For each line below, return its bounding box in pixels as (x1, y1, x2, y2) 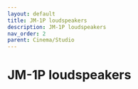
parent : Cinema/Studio (7, 37, 75, 44)
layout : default (7, 10, 55, 18)
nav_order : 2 (7, 30, 46, 37)
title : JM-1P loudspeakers (7, 17, 87, 24)
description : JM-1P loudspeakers (7, 23, 107, 30)
